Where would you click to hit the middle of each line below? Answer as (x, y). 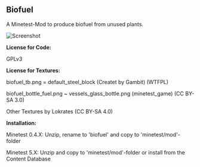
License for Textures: (33, 70)
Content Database (28, 159)
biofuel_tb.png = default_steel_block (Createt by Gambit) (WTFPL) (87, 82)
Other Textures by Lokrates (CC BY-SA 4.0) (60, 111)
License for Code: (29, 47)
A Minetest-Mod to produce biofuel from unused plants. (75, 24)
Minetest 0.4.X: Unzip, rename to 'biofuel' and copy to (73, 134)
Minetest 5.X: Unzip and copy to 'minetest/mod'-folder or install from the (96, 152)
